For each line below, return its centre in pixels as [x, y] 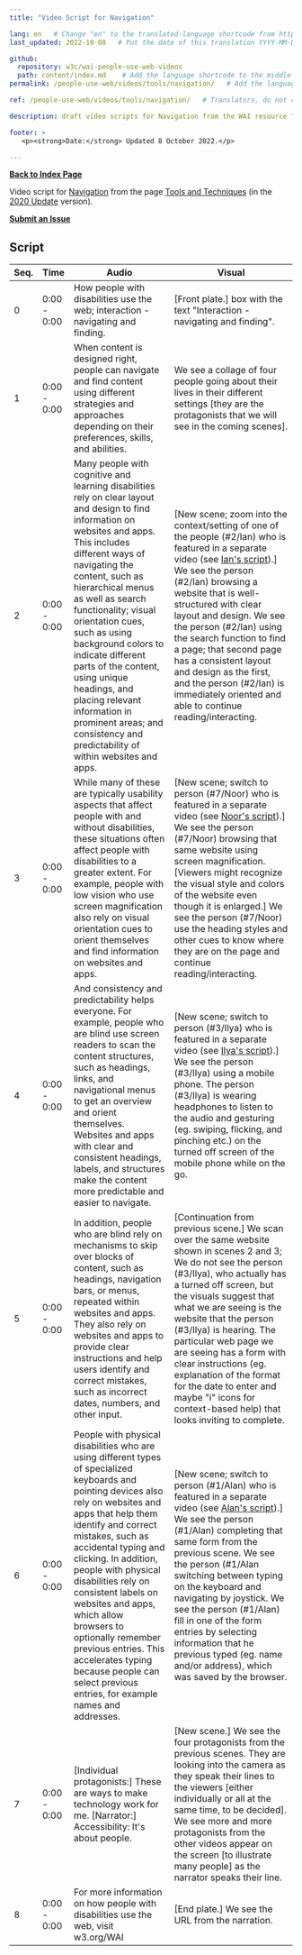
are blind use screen [116, 1034]
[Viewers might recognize [228, 872]
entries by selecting [216, 1632]
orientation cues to [113, 929]
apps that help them [115, 1513]
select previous [106, 1683]
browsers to [98, 1626]
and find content [108, 381]
